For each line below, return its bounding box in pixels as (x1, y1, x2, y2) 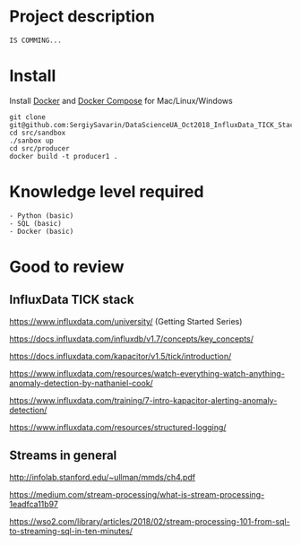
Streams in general (9, 448, 117, 463)
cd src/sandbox (9, 128, 66, 137)
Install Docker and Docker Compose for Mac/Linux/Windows (9, 95, 233, 106)
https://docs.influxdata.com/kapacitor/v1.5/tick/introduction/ (9, 350, 232, 361)
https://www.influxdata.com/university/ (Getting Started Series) (9, 316, 243, 326)
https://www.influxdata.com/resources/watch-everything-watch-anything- (9, 368, 285, 378)
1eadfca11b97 (9, 498, 58, 509)
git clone (9, 112, 47, 122)
